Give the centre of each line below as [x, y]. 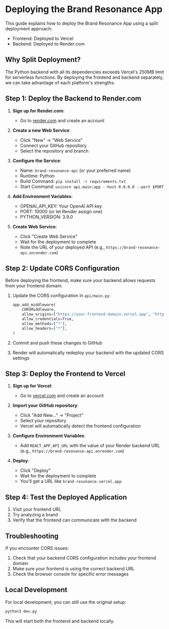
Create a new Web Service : [41, 130]
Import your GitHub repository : [46, 406]
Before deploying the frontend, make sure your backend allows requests [80, 280]
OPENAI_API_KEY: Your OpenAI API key [61, 206]
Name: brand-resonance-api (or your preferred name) [75, 170]
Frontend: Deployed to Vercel [43, 38]
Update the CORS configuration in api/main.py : [62, 296]
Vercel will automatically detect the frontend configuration [80, 426]
